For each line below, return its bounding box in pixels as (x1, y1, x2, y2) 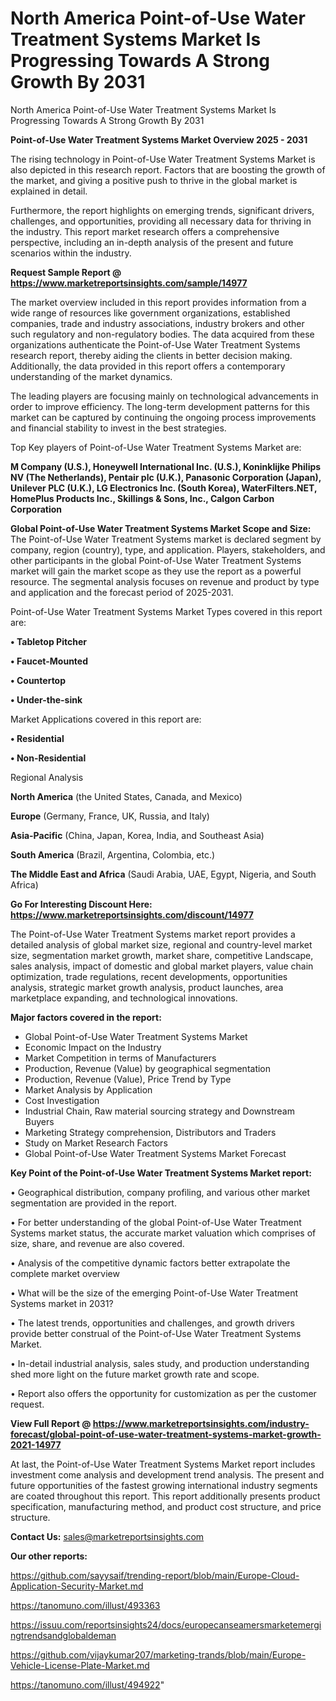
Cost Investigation (24, 1094, 100, 1106)
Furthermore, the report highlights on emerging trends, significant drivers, (10, 204, 315, 216)
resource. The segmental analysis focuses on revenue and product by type (10, 575, 320, 587)
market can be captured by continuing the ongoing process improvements (10, 411, 317, 423)
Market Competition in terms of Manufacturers (24, 1052, 217, 1064)
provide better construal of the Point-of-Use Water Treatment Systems (10, 1327, 302, 1339)
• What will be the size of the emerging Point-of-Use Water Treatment (10, 1287, 298, 1299)
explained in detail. (10, 185, 88, 197)
